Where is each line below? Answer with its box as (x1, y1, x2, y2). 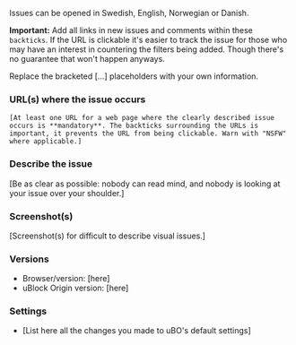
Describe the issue (9, 158, 92, 170)
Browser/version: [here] (22, 273, 110, 284)
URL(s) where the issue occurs (9, 93, 146, 106)
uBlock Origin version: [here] (22, 282, 129, 294)
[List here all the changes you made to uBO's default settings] (22, 325, 251, 336)
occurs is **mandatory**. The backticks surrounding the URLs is (9, 121, 258, 131)
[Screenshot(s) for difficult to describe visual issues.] (9, 230, 206, 241)
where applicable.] (9, 137, 83, 146)
